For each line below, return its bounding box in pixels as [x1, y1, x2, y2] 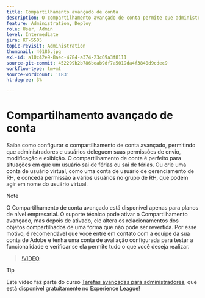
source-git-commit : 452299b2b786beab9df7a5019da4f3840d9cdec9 [6, 60, 168, 66]
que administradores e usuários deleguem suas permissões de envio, [6, 148, 181, 155]
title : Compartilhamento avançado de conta [6, 9, 119, 15]
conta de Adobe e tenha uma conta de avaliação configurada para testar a [6, 236, 193, 244]
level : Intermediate [6, 32, 59, 38]
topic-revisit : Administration [6, 43, 86, 49]
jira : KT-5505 [6, 37, 43, 43]
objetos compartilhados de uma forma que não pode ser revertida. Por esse [6, 224, 197, 231]
